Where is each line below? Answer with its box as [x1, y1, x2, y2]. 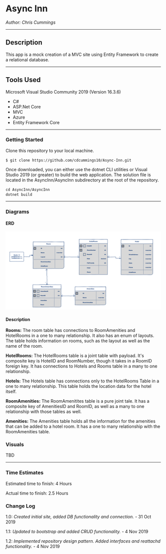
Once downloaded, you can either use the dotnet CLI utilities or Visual [5, 166, 147, 172]
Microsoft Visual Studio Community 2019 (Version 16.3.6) [5, 89, 121, 94]
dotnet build [5, 192, 33, 197]
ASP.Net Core [12, 103, 41, 109]
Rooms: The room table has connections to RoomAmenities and [5, 327, 135, 333]
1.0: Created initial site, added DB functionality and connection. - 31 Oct [5, 514, 152, 520]
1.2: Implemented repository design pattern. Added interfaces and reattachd [5, 538, 161, 544]
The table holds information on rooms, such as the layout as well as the [5, 338, 150, 344]
